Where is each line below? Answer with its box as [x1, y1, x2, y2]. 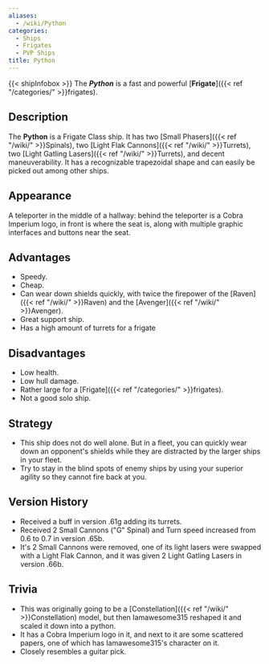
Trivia [8, 583, 38, 597]
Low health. [19, 368, 59, 377]
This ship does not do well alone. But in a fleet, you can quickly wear [19, 438, 247, 447]
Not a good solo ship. [19, 393, 92, 403]
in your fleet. [19, 454, 63, 464]
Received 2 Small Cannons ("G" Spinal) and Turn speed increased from [19, 525, 256, 535]
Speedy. [19, 272, 48, 282]
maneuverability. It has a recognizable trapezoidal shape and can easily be [8, 157, 255, 167]
